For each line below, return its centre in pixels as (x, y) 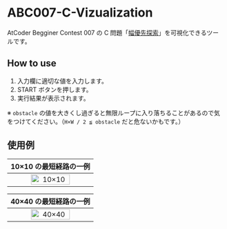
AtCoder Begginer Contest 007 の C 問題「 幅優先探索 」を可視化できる (107, 32)
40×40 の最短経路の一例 (51, 201)
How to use (32, 63)
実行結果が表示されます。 (53, 98)
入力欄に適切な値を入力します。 (62, 81)
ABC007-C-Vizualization (80, 13)
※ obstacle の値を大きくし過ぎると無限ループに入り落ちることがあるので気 (114, 112)
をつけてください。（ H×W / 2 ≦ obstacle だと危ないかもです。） (96, 121)
